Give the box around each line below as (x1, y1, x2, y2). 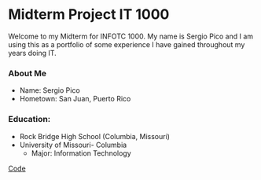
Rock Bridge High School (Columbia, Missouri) (19, 131, 171, 141)
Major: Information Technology (31, 148, 131, 158)
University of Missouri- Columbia (19, 140, 127, 149)
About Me (8, 68, 47, 79)
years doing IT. (8, 48, 57, 57)
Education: (8, 114, 51, 125)
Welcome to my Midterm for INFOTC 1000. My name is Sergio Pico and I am (8, 31, 254, 41)
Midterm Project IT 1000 (8, 6, 170, 24)
